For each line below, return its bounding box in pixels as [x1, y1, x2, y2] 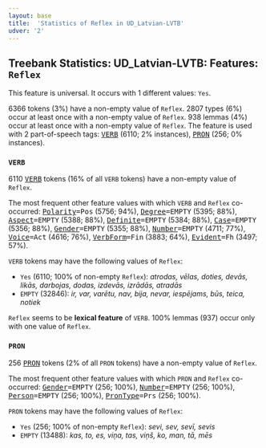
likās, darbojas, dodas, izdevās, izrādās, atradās [19, 280, 183, 290]
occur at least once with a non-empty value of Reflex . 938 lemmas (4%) [8, 112, 248, 122]
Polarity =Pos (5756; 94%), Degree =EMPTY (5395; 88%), [42, 206, 238, 217]
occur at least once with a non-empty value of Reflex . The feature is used [8, 121, 252, 131]
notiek [19, 298, 42, 307]
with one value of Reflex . [8, 322, 91, 332]
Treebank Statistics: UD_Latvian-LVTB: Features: [8, 56, 259, 70]
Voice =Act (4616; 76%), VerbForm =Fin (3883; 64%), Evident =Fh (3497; [8, 232, 258, 242]
